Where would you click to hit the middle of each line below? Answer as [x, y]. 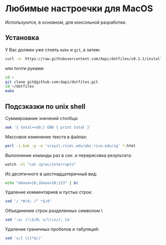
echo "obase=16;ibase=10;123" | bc [42, 183]
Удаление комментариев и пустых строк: [49, 192]
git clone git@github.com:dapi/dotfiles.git [52, 82]
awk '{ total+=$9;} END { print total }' [48, 127]
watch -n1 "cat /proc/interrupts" [41, 164]
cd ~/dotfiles [20, 86]
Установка [22, 38]
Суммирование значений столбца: [42, 118]
